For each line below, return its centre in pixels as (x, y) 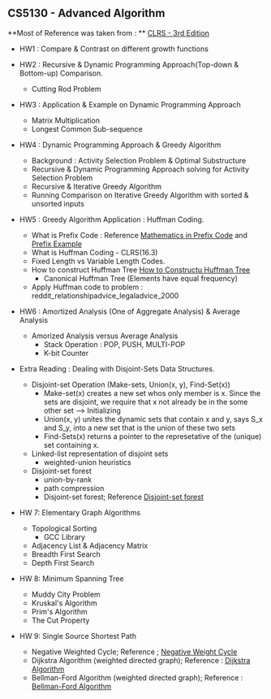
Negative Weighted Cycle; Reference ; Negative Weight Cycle (134, 651)
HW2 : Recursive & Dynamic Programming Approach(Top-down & (129, 64)
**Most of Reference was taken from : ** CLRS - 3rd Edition (109, 33)
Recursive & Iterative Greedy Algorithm (97, 186)
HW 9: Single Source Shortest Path (78, 636)
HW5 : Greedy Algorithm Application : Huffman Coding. (112, 219)
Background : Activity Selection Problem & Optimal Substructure (139, 160)
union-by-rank (68, 480)
